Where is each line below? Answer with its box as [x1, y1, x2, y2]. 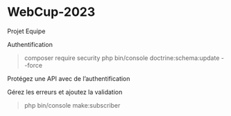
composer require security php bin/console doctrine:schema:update [24, 53, 220, 62]
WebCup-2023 [7, 4, 96, 20]
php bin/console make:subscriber [24, 101, 121, 109]
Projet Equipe [7, 27, 46, 35]
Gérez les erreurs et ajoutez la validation [7, 88, 123, 96]
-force [24, 61, 43, 69]
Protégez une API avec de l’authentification [7, 74, 130, 83]
